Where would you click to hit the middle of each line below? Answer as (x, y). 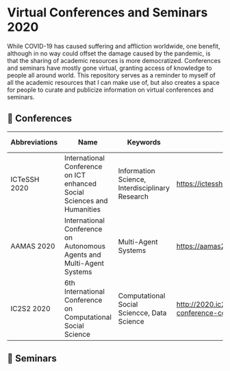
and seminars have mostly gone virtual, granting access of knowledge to (110, 68)
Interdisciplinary (144, 188)
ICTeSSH (25, 179)
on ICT (75, 175)
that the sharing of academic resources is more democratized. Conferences (114, 60)
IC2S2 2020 (30, 308)
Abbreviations (34, 142)
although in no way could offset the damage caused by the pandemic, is (109, 53)
